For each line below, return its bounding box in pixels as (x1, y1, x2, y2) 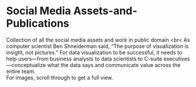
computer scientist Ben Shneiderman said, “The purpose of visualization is (6, 43, 189, 50)
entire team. (6, 67, 36, 75)
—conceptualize (6, 61, 46, 69)
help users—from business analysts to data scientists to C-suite (6, 55, 163, 62)
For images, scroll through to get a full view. (6, 74, 113, 81)
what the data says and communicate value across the (47, 61, 181, 69)
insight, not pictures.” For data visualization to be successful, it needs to (6, 49, 182, 56)
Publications (6, 17, 69, 30)
